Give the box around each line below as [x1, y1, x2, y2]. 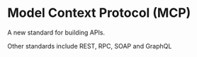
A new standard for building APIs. [7, 28, 105, 37]
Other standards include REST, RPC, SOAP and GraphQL [7, 42, 172, 50]
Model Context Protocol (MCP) [7, 5, 191, 21]
